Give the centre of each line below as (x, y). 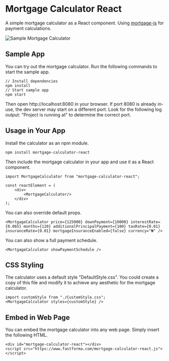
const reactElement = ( (31, 185)
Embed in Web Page (38, 318)
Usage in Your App (35, 131)
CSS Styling (25, 265)
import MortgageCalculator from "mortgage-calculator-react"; (73, 176)
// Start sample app (27, 90)
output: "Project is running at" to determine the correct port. (68, 114)
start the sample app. (27, 72)
